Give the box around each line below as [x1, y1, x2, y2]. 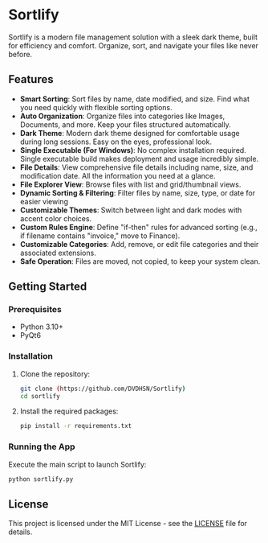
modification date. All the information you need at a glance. [19, 171, 216, 180]
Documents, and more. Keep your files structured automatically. [19, 119, 231, 130]
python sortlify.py [8, 475, 74, 483]
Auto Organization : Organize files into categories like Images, [19, 111, 225, 121]
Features [8, 72, 54, 86]
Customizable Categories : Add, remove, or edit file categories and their [19, 239, 259, 249]
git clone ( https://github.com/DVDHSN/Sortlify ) [19, 385, 186, 393]
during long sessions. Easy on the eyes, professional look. [19, 137, 213, 146]
